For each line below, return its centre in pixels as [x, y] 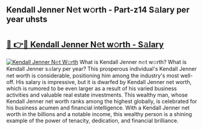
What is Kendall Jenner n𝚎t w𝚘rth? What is [133, 62]
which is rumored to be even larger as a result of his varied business [92, 88]
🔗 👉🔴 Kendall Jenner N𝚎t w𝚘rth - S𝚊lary [85, 44]
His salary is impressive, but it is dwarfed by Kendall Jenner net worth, [104, 82]
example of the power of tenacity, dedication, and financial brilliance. [92, 121]
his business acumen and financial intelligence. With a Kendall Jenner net [98, 108]
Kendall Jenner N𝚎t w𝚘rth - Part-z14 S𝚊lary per [98, 10]
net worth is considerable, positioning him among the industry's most [93, 76]
